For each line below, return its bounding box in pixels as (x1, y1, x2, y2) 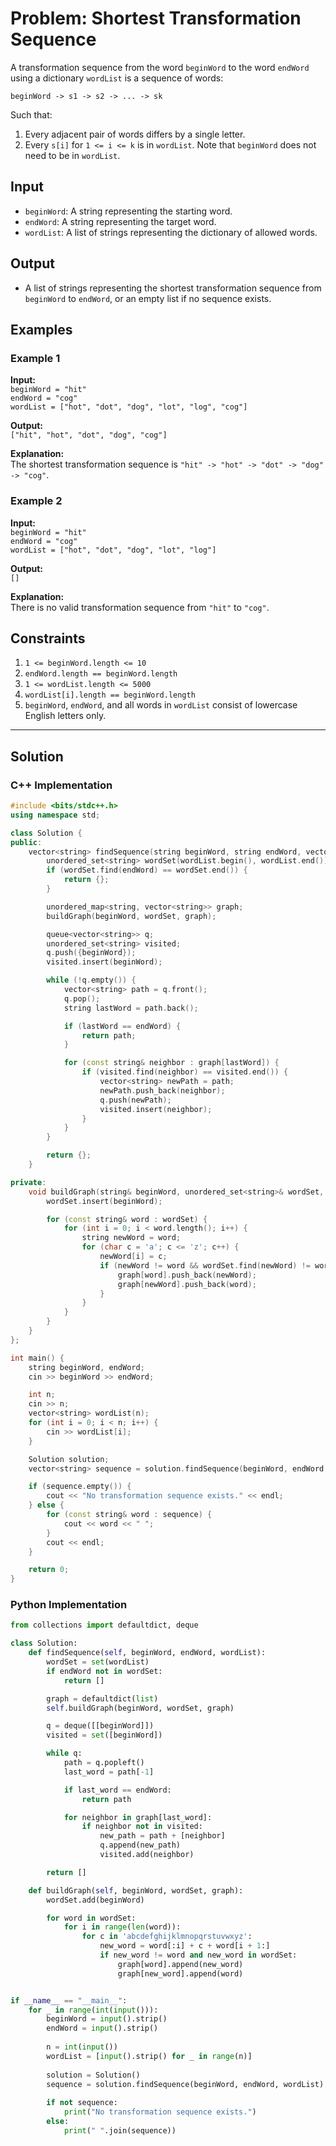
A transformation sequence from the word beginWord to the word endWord (10, 61, 310, 73)
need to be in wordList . (24, 149, 121, 161)
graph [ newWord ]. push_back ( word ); (117, 1279, 257, 1289)
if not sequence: (46, 2098, 118, 2108)
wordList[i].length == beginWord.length (24, 690, 196, 701)
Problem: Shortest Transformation (10, 7, 302, 30)
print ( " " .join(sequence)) (63, 2125, 177, 2136)
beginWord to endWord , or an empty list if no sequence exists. (24, 292, 272, 304)
